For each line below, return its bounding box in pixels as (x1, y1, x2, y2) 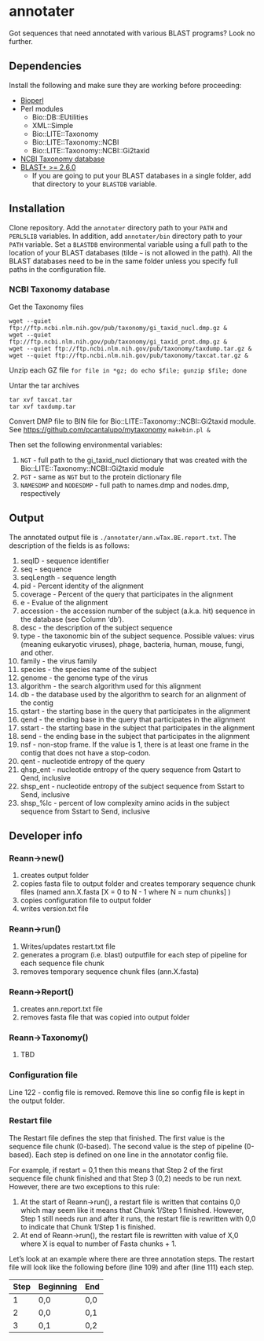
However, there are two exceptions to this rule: (9, 1181, 160, 1191)
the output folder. (9, 1096, 65, 1105)
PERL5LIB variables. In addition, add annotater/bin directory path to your (9, 231, 243, 241)
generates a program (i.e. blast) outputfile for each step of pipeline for (20, 950, 247, 959)
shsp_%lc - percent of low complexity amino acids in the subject (20, 798, 230, 807)
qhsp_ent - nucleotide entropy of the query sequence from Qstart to (20, 765, 241, 774)
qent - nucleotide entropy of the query (20, 756, 145, 766)
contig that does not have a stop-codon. (20, 748, 152, 757)
